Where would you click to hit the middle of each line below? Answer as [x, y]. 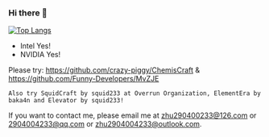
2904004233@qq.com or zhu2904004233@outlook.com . [105, 124]
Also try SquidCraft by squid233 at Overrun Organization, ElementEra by [135, 93]
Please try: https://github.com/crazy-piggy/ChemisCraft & [104, 70]
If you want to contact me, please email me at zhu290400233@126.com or [132, 115]
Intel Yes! [35, 46]
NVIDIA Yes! [40, 55]
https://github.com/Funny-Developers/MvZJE [84, 79]
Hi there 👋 [28, 13]
